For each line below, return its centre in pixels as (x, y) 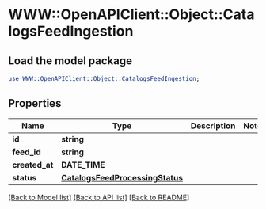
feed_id (27, 152)
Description (213, 126)
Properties (35, 103)
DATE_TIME (83, 165)
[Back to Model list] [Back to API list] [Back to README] (99, 197)
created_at (33, 165)
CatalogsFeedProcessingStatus (122, 177)
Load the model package (70, 61)
